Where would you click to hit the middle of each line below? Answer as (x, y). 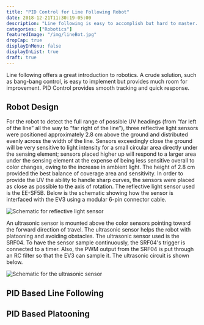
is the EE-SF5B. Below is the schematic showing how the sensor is (90, 193)
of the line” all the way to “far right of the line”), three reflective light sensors (102, 128)
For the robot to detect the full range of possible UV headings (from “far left (101, 122)
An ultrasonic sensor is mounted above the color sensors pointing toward (99, 223)
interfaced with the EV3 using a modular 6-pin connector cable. (86, 200)
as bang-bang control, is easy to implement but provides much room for (97, 81)
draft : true (21, 57)
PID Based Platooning (48, 314)
